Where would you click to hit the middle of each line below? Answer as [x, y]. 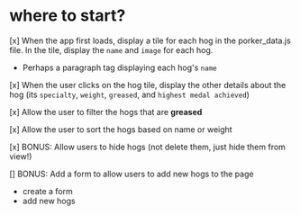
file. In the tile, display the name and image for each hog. [111, 49]
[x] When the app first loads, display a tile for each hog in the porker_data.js [150, 40]
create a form [48, 191]
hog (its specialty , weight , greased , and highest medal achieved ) [130, 94]
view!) [21, 156]
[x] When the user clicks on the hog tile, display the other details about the [148, 85]
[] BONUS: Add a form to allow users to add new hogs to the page [132, 174]
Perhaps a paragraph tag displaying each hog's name [120, 67]
